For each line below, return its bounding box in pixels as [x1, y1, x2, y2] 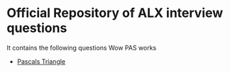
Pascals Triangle [16, 57, 66, 65]
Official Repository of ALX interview [6, 5, 224, 21]
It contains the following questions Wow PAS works [6, 43, 157, 52]
